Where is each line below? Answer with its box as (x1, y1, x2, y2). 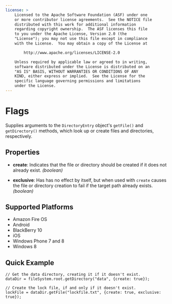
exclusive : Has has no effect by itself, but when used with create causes (12, 177, 167, 183)
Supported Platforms (5, 203, 74, 212)
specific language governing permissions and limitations (14, 78, 141, 84)
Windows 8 (12, 244, 37, 250)
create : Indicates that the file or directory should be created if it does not (12, 161, 167, 168)
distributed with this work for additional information (14, 22, 137, 27)
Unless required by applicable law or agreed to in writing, (14, 59, 147, 65)
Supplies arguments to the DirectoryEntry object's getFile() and (5, 122, 143, 128)
